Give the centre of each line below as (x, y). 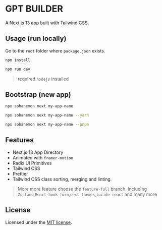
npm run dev (18, 69)
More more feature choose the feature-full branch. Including (82, 189)
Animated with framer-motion (43, 157)
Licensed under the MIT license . (39, 222)
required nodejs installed (43, 79)
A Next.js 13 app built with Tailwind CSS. (47, 23)
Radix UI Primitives (32, 163)
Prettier (20, 174)
